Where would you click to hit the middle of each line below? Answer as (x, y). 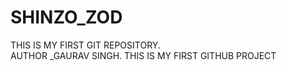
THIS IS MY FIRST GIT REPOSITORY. (85, 45)
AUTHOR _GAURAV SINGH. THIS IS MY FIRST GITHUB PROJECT (143, 55)
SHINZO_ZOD (66, 17)
